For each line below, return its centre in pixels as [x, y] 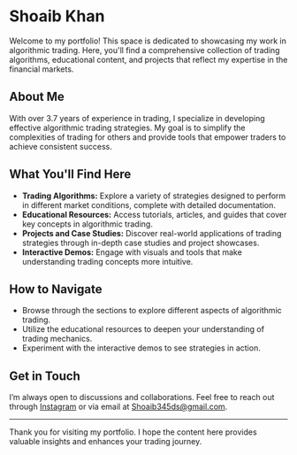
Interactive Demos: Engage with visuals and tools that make [132, 252]
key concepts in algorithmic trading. [87, 224]
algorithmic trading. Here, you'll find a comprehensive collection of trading [145, 50]
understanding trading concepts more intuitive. [107, 261]
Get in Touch [45, 376]
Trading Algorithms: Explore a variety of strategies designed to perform [154, 196]
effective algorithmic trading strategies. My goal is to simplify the [127, 127]
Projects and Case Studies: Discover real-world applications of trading [152, 233]
